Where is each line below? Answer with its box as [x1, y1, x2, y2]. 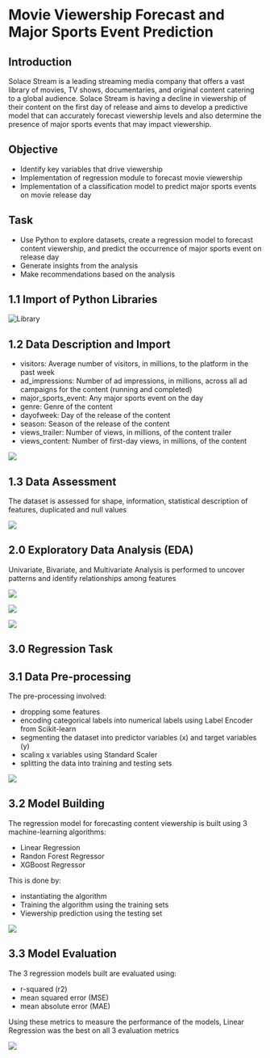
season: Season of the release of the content [19, 419, 170, 429]
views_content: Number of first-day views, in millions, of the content [19, 436, 247, 446]
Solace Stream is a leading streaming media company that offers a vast [8, 77, 245, 86]
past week [19, 368, 55, 377]
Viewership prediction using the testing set [19, 908, 163, 918]
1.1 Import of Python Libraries [8, 293, 158, 306]
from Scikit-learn [19, 724, 77, 734]
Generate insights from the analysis [19, 260, 139, 270]
